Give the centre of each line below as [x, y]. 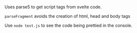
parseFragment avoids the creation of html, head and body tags [68, 16]
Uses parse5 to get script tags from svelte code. [53, 7]
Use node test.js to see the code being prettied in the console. [68, 25]
